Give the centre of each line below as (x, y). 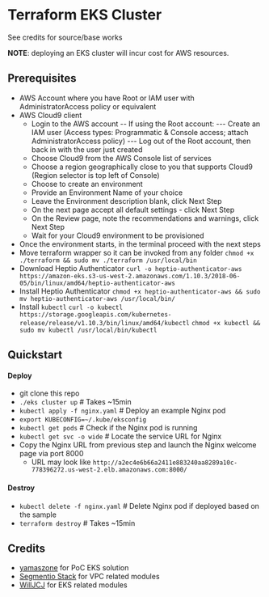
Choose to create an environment (87, 184)
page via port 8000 (51, 454)
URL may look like (61, 462)
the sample (38, 514)
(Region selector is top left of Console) (95, 175)
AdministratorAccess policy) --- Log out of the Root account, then (141, 141)
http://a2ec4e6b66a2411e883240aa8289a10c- (165, 463)
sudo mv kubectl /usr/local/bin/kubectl (88, 330)
